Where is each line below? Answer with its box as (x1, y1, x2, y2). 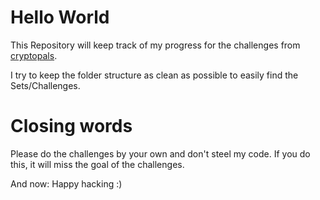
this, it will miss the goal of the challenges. (10, 158, 185, 170)
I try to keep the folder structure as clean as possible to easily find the (10, 69, 299, 81)
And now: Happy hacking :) (10, 177, 123, 190)
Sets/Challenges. (10, 79, 81, 91)
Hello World (10, 6, 110, 29)
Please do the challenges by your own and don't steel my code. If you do (10, 147, 311, 160)
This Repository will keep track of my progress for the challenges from (10, 39, 301, 51)
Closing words (10, 115, 133, 138)
